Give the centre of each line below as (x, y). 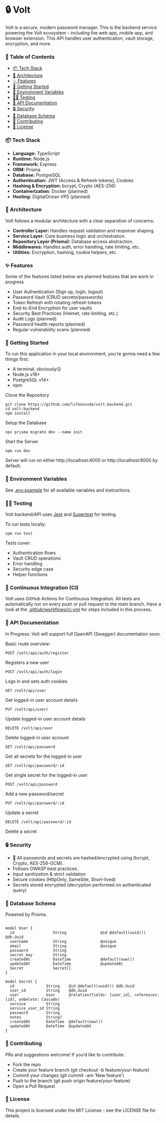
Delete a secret (21, 831)
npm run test (19, 534)
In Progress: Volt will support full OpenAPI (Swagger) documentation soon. (83, 634)
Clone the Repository (27, 395)
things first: (17, 359)
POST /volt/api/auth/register (37, 653)
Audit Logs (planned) (34, 319)
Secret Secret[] (40, 968)
